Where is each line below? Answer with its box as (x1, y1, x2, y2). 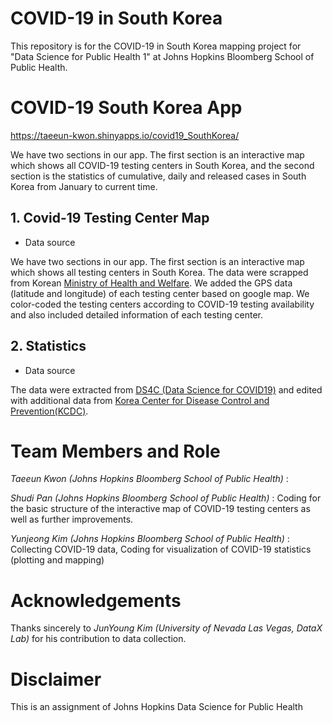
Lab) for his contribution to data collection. (10, 633, 187, 645)
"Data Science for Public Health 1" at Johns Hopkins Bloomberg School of (10, 50, 315, 62)
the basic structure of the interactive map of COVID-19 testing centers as (10, 503, 311, 515)
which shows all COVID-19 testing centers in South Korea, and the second (10, 159, 315, 171)
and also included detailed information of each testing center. (10, 308, 264, 321)
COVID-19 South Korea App (10, 97, 243, 119)
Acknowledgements (10, 589, 182, 612)
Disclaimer (10, 668, 102, 691)
